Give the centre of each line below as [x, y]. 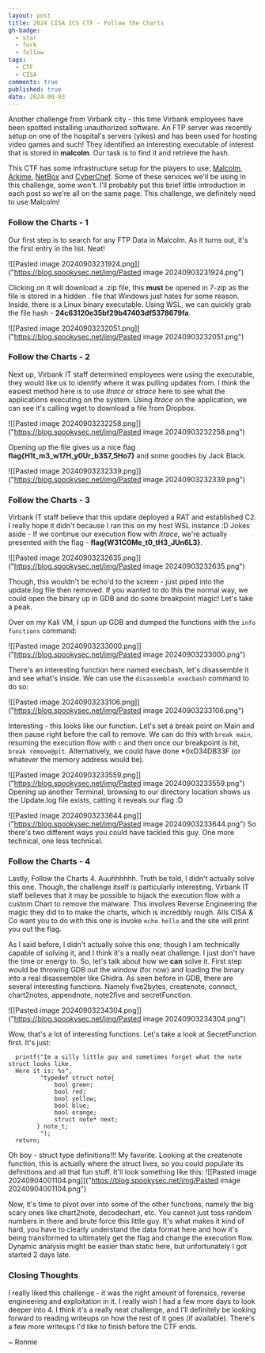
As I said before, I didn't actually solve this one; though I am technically [124, 945]
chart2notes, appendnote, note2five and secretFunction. [100, 995]
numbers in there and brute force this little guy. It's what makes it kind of [127, 1221]
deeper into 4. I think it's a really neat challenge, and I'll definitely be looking [132, 1309]
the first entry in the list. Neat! [57, 248]
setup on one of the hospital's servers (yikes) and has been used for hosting [132, 136]
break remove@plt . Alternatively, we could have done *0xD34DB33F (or [125, 751]
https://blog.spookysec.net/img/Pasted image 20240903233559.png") [129, 784]
